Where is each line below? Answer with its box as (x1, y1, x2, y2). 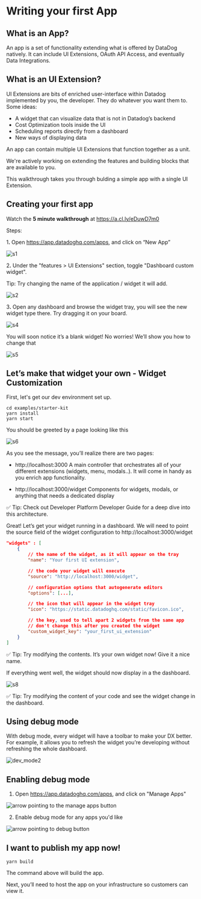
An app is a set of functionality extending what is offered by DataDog (6, 44, 178, 51)
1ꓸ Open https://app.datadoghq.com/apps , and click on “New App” (6, 238, 170, 246)
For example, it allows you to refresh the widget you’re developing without (6, 739, 190, 746)
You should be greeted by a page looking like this (6, 426, 129, 434)
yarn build (6, 859, 34, 865)
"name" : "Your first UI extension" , (28, 557, 120, 563)
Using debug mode (6, 716, 79, 726)
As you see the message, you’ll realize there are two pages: (6, 450, 155, 457)
